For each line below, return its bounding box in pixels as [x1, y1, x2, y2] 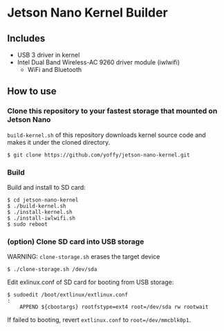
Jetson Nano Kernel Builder [7, 5, 168, 21]
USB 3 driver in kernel [17, 51, 80, 59]
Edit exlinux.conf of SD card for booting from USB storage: [7, 278, 174, 287]
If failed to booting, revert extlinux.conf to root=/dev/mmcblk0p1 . [7, 316, 192, 324]
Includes [7, 33, 46, 44]
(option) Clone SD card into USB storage [7, 237, 144, 247]
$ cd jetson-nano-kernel [7, 196, 79, 204]
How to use [7, 85, 57, 98]
